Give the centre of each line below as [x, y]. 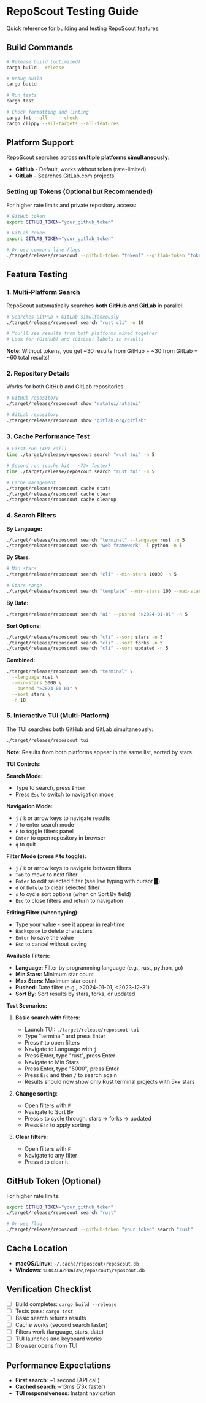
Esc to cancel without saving [51, 944]
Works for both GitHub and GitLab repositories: [66, 387]
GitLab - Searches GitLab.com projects [65, 176]
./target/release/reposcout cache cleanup [61, 500]
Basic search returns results [51, 1318]
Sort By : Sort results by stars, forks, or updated [75, 994]
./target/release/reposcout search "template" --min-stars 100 [89, 591]
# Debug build [25, 79]
